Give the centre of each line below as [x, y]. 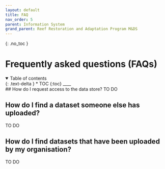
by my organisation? [38, 149]
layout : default [22, 10]
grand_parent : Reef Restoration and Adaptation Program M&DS [72, 29]
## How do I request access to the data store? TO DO [62, 89]
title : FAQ [17, 15]
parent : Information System [35, 24]
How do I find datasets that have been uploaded [83, 142]
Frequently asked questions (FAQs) [81, 64]
